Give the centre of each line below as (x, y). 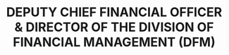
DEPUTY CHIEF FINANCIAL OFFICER (114, 12)
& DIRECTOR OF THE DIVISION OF (114, 27)
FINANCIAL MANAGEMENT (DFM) (114, 42)
